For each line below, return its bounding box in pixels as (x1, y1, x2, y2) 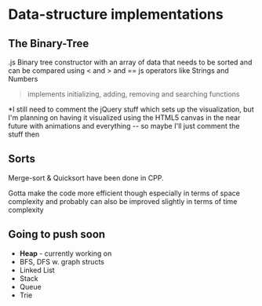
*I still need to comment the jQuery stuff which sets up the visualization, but (8, 104, 254, 114)
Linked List (19, 265, 55, 275)
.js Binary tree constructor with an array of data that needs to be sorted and (8, 57, 253, 67)
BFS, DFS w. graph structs (19, 257, 104, 266)
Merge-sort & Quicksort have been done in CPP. (8, 173, 164, 182)
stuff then (8, 129, 40, 139)
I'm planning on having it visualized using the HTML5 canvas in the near (8, 113, 241, 122)
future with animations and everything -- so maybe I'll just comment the (8, 122, 240, 130)
